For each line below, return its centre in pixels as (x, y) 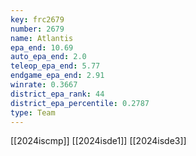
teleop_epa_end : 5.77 (55, 66)
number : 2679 (37, 29)
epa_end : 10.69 (42, 47)
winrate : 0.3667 (44, 85)
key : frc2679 (37, 19)
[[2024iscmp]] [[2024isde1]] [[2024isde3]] (98, 141)
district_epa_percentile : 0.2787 (80, 103)
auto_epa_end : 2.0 (48, 57)
